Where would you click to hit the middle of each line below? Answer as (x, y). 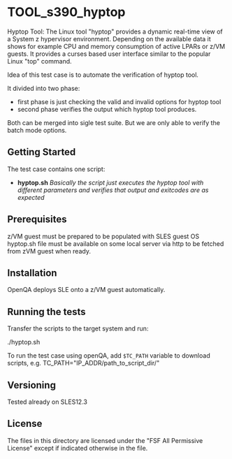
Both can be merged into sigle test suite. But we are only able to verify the (114, 122)
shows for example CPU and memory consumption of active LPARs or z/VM (116, 46)
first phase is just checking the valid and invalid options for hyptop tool (119, 101)
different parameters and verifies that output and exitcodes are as (113, 190)
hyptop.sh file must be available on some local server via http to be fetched (116, 243)
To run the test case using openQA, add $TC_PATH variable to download (109, 356)
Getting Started (42, 152)
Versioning (31, 385)
